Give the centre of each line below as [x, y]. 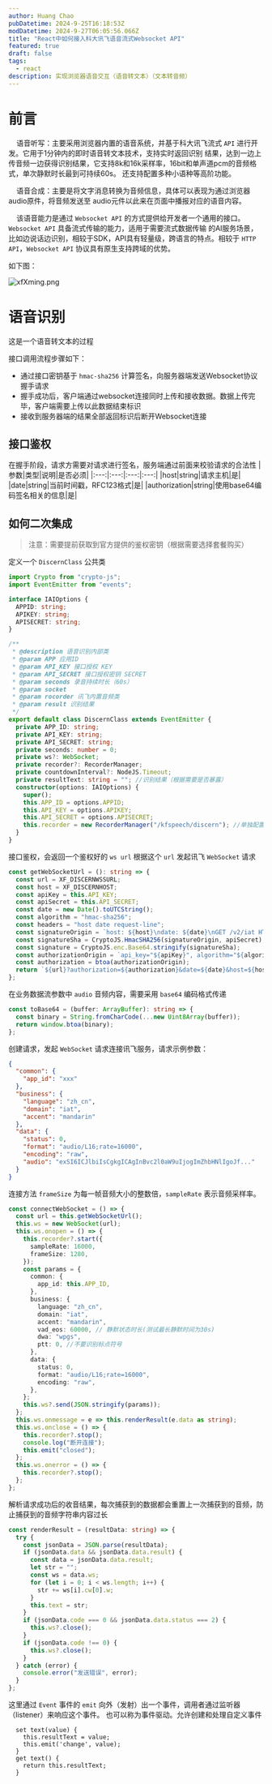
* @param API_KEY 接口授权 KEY [62, 667]
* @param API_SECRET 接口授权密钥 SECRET [79, 674]
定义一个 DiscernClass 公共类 [57, 562]
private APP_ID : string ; [57, 727]
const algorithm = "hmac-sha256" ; [74, 917]
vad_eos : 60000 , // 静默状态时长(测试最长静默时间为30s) [126, 1329]
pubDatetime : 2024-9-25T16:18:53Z [67, 24]
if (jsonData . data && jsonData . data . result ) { [103, 1552]
